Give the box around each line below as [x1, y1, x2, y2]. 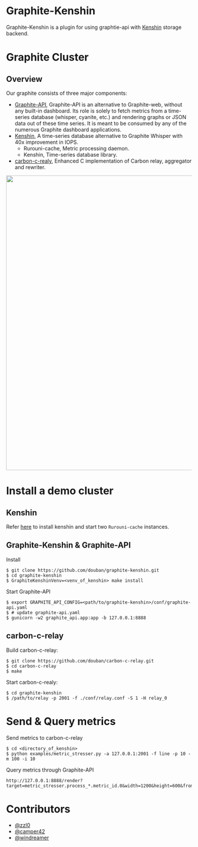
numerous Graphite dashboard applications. [14, 126, 122, 133]
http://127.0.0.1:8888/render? [6, 777, 83, 783]
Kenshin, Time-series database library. [23, 151, 118, 158]
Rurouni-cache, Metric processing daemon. [23, 144, 130, 151]
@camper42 [14, 828, 45, 835]
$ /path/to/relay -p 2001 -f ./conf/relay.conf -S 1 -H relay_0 [6, 695, 167, 701]
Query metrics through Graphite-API [6, 766, 94, 773]
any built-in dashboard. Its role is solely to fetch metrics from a [14, 107, 167, 114]
